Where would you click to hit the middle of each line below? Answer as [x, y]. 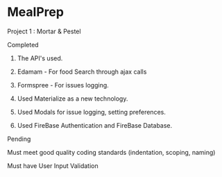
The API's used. [40, 58]
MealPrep [36, 12]
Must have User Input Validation [53, 166]
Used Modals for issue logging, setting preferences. [92, 112]
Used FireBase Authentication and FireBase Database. [95, 125]
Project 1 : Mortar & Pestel [44, 31]
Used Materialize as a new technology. [72, 99]
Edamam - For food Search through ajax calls [82, 71]
